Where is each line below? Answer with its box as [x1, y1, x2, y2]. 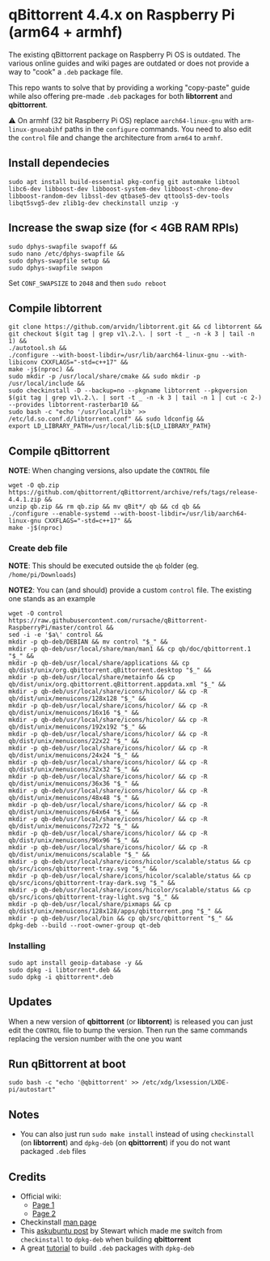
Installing [8, 940, 46, 951]
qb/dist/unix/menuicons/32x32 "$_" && [8, 766, 139, 774]
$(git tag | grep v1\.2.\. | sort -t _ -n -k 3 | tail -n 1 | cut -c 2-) [8, 394, 263, 402]
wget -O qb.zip [8, 481, 60, 489]
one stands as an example [8, 594, 95, 604]
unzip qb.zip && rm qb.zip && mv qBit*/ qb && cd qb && [8, 502, 200, 511]
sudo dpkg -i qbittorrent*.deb [8, 972, 114, 981]
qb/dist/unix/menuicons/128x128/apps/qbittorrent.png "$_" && [8, 908, 222, 916]
